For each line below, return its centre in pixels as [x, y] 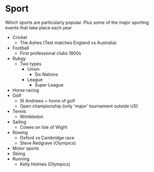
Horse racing [26, 90]
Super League [49, 85]
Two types [31, 64]
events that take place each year [38, 27]
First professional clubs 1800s [50, 53]
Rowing [20, 132]
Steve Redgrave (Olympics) [48, 143]
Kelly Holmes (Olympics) [45, 164]
